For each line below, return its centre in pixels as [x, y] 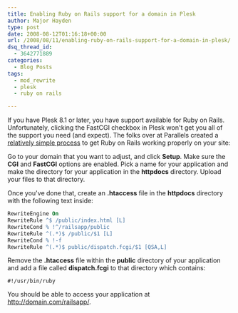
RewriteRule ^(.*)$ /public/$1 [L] [60, 234]
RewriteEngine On [33, 214]
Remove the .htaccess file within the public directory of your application [114, 260]
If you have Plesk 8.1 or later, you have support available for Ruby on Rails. [116, 120]
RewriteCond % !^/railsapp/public [59, 227]
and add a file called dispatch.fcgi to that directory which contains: [107, 268]
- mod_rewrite [35, 80]
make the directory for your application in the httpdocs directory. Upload [114, 172]
